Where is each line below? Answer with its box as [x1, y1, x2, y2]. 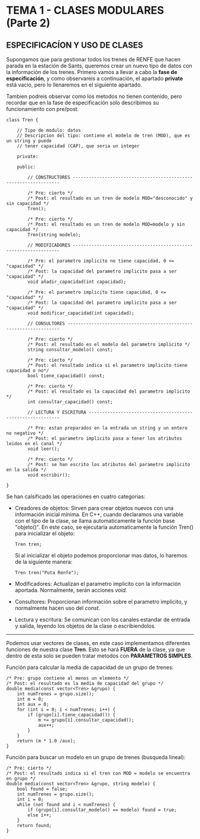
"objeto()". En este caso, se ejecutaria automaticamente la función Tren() [14, 523, 194, 530]
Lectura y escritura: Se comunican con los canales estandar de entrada [14, 616, 190, 623]
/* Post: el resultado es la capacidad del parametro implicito [27, 388, 190, 394]
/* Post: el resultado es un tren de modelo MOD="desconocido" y [27, 195, 193, 201]
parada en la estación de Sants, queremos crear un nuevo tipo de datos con [6, 62, 192, 69]
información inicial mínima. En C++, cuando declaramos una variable [14, 511, 183, 518]
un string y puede [6, 138, 52, 144]
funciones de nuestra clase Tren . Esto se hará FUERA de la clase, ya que [6, 646, 186, 653]
